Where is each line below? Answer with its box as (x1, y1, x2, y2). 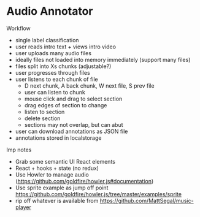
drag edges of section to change (24, 101, 107, 108)
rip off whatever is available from (15, 197, 99, 204)
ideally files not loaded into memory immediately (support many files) (15, 56, 191, 63)
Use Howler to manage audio (15, 170, 89, 178)
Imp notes (6, 146, 32, 153)
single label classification (15, 36, 79, 44)
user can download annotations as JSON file (15, 128, 128, 135)
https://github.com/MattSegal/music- (99, 197, 194, 204)
